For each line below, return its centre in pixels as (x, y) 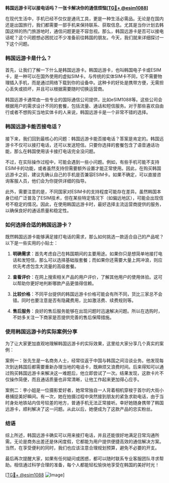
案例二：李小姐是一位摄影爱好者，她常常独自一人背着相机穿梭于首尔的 (78, 390)
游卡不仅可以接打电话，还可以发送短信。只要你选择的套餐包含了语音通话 (80, 145)
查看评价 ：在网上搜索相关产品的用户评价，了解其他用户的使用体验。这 (85, 277)
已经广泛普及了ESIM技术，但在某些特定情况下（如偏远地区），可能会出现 (84, 198)
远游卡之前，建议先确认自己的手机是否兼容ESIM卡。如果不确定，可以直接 (81, 174)
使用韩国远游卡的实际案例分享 (41, 331)
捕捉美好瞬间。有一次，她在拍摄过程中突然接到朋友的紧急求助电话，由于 (84, 397)
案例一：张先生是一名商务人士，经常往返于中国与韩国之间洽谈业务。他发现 (82, 360)
